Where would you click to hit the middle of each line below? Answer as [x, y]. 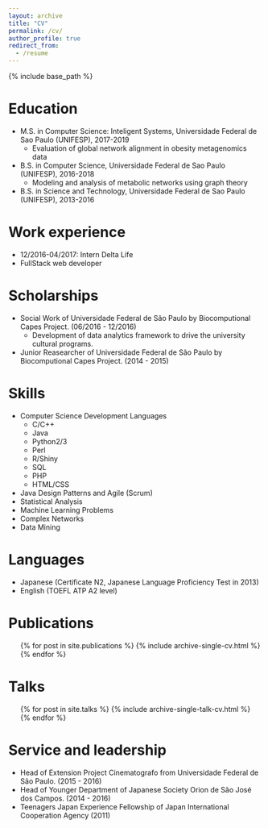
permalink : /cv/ [35, 31]
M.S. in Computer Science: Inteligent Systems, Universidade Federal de [138, 131]
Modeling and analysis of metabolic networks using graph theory [140, 182]
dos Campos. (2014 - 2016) [65, 798]
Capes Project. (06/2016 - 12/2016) [78, 327]
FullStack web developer [61, 263]
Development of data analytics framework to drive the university [138, 335]
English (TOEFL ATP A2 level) [69, 590]
